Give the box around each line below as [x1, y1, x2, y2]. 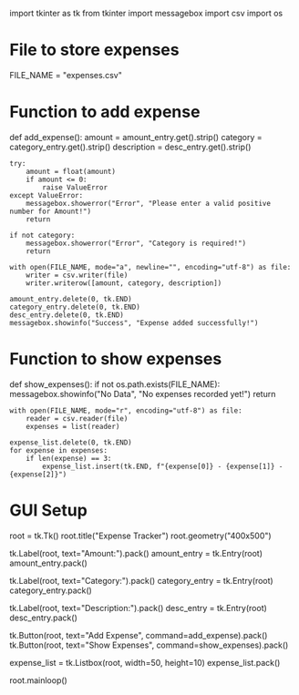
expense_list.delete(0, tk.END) [9, 437, 132, 447]
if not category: [9, 230, 76, 240]
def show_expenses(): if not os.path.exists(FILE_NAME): [9, 378, 221, 390]
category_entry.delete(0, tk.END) [9, 302, 141, 312]
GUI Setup [9, 500, 88, 520]
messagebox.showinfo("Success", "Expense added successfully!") [9, 318, 259, 327]
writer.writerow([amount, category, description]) [26, 278, 222, 288]
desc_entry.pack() [9, 612, 77, 623]
